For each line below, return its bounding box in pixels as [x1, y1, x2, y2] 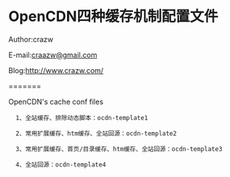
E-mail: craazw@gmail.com [8, 50, 98, 60]
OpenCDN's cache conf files [8, 97, 103, 106]
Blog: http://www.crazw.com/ [8, 65, 104, 75]
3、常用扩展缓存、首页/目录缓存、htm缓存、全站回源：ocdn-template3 [15, 145, 223, 153]
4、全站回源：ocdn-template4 [15, 160, 107, 169]
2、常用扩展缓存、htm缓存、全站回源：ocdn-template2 [15, 130, 178, 138]
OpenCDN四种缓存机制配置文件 [8, 7, 219, 26]
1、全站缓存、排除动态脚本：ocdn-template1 [15, 113, 148, 121]
